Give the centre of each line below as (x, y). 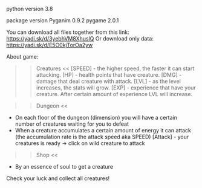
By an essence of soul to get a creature (64, 167)
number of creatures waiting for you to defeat (72, 124)
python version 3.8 (30, 9)
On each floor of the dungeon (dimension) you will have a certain (96, 118)
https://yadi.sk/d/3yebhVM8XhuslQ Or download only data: (80, 38)
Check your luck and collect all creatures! (58, 178)
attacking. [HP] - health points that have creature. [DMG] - (109, 75)
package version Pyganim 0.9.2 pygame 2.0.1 (63, 20)
